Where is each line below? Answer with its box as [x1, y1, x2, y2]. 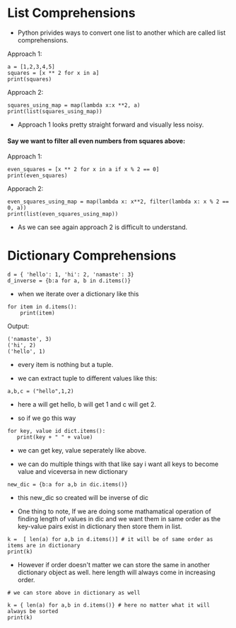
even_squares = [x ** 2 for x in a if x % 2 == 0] [7, 166, 160, 173]
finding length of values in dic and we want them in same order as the [17, 515, 221, 523]
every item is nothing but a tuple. [17, 361, 114, 369]
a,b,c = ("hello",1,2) [7, 388, 74, 395]
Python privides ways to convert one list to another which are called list [17, 28, 226, 37]
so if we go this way [17, 414, 76, 422]
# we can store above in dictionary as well [7, 589, 141, 597]
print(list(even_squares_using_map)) [7, 211, 119, 218]
